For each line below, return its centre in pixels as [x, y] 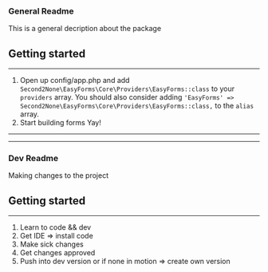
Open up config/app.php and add [75, 81]
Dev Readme [33, 159]
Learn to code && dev [55, 227]
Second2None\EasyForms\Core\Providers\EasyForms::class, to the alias [136, 106]
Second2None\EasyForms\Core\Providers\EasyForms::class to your [127, 89]
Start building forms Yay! [60, 123]
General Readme [41, 11]
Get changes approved [57, 253]
